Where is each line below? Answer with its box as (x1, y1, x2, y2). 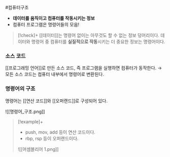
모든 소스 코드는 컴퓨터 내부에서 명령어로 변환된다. (5, 71, 105, 77)
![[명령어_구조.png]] (5, 108, 45, 114)
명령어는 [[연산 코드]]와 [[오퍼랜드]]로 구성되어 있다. (5, 98, 108, 104)
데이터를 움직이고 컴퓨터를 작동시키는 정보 (12, 15, 95, 21)
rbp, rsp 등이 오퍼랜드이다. (25, 135, 79, 141)
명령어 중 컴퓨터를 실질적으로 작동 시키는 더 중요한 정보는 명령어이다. (31, 38, 165, 45)
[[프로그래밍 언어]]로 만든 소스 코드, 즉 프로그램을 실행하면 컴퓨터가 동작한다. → (5, 65, 162, 71)
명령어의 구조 (5, 85, 36, 92)
